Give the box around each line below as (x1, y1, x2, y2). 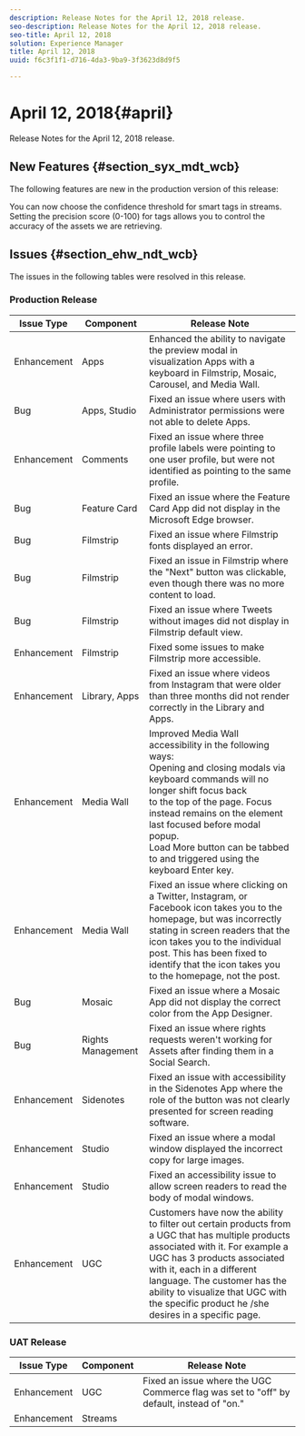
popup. (148, 829, 180, 842)
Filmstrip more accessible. (148, 652, 261, 664)
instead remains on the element (148, 806, 283, 819)
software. (148, 1116, 190, 1128)
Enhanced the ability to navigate (148, 332, 286, 345)
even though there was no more (148, 577, 285, 590)
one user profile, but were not (148, 452, 275, 465)
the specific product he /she (148, 1297, 270, 1310)
